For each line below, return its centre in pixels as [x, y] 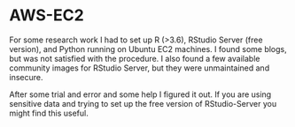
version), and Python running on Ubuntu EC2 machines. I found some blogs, [148, 49]
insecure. [26, 77]
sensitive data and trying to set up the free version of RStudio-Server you [143, 103]
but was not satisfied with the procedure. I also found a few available [135, 58]
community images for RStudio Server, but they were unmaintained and [140, 68]
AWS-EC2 [47, 15]
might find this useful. [49, 113]
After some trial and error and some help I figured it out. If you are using [140, 94]
